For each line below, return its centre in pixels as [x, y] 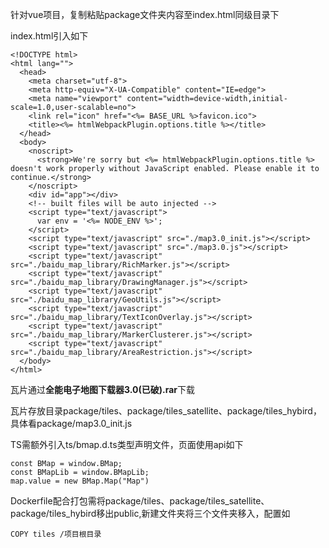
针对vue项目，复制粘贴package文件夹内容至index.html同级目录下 [145, 14]
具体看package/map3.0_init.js [71, 423]
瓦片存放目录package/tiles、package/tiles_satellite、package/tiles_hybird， [166, 411]
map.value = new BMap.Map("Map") [80, 481]
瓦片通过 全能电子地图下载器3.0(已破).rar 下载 [103, 389]
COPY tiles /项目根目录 [56, 534]
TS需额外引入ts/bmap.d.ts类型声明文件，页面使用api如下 [127, 444]
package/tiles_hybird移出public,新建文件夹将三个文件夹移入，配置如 [150, 513]
